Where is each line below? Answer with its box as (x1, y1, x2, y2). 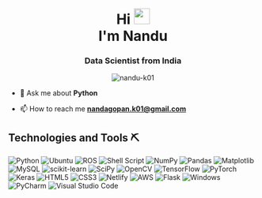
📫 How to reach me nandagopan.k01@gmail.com (19, 104, 187, 114)
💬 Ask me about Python (19, 88, 98, 98)
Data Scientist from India (84, 55, 182, 66)
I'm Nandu (98, 28, 168, 45)
